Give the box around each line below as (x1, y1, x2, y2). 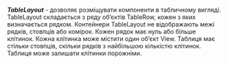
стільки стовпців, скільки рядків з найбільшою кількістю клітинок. (7, 42, 201, 50)
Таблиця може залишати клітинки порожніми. (7, 49, 142, 57)
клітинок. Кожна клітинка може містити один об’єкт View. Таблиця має (7, 35, 215, 43)
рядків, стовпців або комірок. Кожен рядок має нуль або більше (7, 27, 196, 35)
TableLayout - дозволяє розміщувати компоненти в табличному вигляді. (7, 6, 221, 14)
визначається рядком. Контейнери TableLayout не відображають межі (7, 20, 215, 28)
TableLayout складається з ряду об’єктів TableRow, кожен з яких (7, 13, 196, 21)
